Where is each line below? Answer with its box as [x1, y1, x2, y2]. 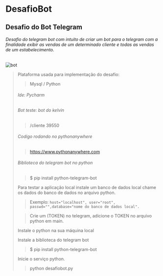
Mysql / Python [29, 81, 61, 86]
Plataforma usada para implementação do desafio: [17, 71, 119, 77]
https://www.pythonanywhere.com [29, 149, 100, 154]
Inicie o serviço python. [17, 256, 65, 262]
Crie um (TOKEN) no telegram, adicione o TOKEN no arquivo [29, 213, 152, 218]
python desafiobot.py [29, 265, 73, 271]
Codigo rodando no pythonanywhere [17, 133, 93, 140]
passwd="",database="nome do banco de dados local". [29, 204, 140, 209]
